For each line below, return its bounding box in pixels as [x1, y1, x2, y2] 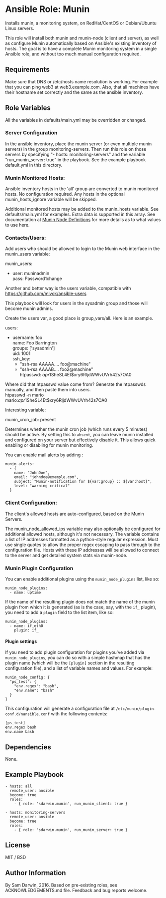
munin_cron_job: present [5, 417, 56, 423]
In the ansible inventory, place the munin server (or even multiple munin [5, 141, 152, 147]
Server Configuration [5, 129, 58, 136]
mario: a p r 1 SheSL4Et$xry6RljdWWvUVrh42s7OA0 [5, 397, 108, 403]
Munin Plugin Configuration [5, 565, 74, 572]
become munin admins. [5, 305, 53, 311]
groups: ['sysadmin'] [12, 345, 55, 351]
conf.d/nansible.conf [5, 712, 50, 717]
